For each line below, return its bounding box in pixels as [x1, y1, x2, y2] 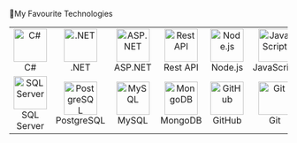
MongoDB [160, 115, 202, 126]
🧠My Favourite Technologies [9, 9, 113, 19]
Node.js [210, 62, 244, 73]
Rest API [163, 62, 199, 73]
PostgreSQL [56, 115, 106, 126]
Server [16, 120, 44, 132]
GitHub [212, 115, 242, 126]
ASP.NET [113, 62, 152, 73]
